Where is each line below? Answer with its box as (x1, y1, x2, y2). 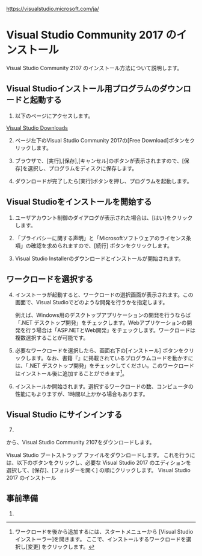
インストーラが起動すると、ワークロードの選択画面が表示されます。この (14, 291, 194, 298)
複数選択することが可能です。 (14, 334, 89, 342)
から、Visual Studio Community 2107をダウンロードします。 (6, 438, 155, 446)
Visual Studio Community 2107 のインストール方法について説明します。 (6, 64, 183, 71)
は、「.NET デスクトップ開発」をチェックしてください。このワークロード (14, 362, 194, 369)
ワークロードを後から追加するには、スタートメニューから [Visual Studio (14, 528, 194, 535)
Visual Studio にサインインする (6, 410, 123, 420)
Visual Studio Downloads (6, 124, 68, 132)
